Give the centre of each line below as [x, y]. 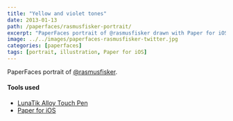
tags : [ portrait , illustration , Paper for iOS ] [77, 53]
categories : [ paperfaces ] [44, 46]
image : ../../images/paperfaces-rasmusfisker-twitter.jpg [93, 39]
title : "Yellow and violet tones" [57, 13]
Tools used [24, 88]
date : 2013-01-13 [32, 20]
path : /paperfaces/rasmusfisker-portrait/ [69, 26]
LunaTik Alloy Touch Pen [52, 103]
